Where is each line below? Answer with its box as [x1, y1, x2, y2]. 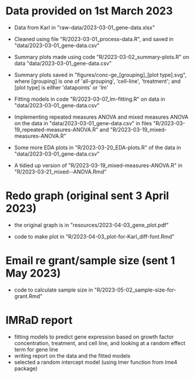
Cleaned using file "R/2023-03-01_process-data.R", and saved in [14, 35, 174, 42]
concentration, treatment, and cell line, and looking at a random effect [14, 339, 185, 346]
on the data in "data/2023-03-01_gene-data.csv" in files [14, 119, 152, 126]
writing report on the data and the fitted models [14, 352, 131, 359]
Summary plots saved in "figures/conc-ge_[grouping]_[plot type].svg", [14, 71, 187, 78]
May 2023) [5, 267, 61, 280]
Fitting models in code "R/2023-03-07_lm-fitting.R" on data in [14, 95, 165, 103]
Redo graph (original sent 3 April [5, 189, 169, 203]
